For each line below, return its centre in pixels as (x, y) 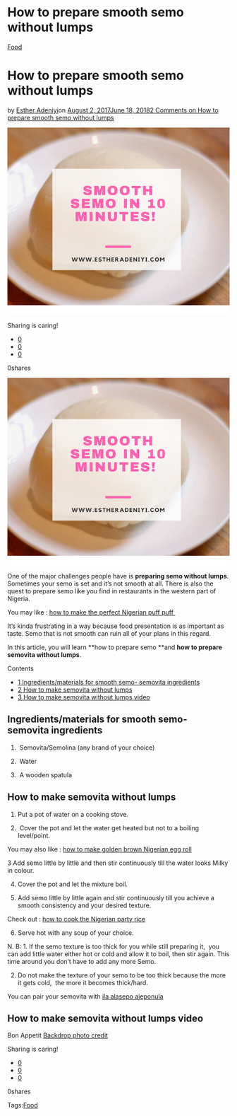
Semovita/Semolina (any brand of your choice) (87, 748)
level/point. (34, 835)
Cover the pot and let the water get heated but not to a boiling (109, 827)
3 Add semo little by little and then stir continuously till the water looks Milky (118, 863)
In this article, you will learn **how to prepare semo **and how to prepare (115, 647)
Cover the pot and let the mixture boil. (73, 884)
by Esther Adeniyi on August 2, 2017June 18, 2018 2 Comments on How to (113, 110)
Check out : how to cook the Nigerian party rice (77, 919)
